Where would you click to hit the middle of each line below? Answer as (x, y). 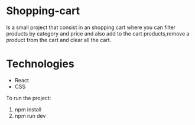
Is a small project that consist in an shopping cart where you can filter (91, 27)
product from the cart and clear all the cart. (59, 40)
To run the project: (29, 98)
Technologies (40, 64)
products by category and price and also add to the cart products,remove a (98, 33)
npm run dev (30, 116)
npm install (28, 109)
